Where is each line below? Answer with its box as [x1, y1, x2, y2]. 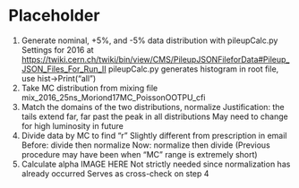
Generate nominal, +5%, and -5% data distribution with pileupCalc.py [21, 35, 278, 46]
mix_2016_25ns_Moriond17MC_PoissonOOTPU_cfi [21, 91, 206, 103]
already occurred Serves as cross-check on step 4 [21, 167, 209, 179]
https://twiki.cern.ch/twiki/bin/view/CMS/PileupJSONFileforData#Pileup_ [21, 54, 290, 64]
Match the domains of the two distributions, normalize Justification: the [21, 101, 285, 112]
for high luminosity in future [21, 120, 124, 131]
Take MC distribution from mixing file [21, 82, 158, 93]
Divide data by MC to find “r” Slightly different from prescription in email [21, 130, 287, 141]
